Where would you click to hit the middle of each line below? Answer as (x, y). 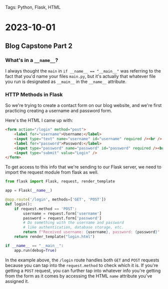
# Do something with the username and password (73, 223)
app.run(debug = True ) (35, 250)
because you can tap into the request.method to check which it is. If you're (82, 265)
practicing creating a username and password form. (59, 111)
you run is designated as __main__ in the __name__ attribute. (66, 81)
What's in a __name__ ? (32, 60)
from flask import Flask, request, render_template (60, 181)
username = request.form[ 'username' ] (62, 213)
